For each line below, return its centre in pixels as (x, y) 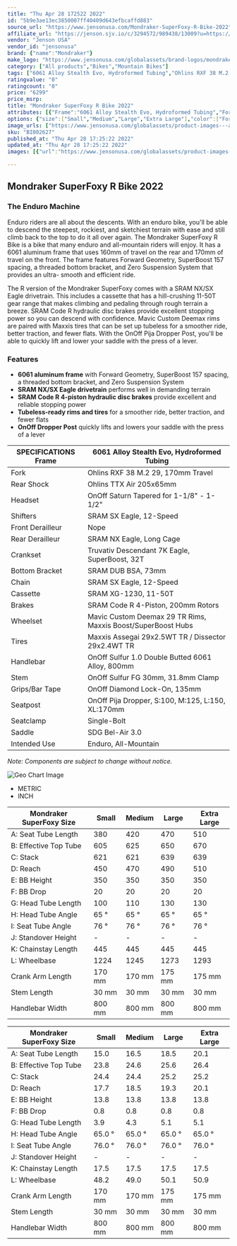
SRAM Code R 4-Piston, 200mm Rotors (153, 605)
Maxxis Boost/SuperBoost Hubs (140, 625)
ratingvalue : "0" (33, 79)
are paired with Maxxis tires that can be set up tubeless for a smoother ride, (117, 326)
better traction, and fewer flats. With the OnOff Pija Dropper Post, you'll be (115, 333)
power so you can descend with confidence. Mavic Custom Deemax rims (114, 318)
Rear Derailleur (36, 539)
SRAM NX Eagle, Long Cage (134, 539)
